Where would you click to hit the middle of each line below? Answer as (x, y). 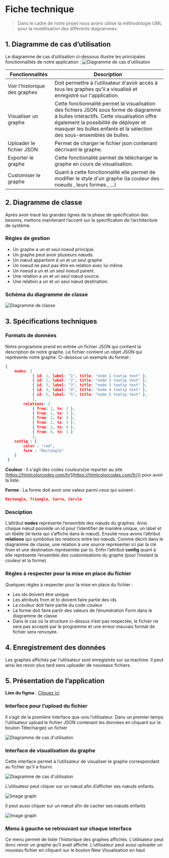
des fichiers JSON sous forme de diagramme (108, 110)
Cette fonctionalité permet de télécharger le (106, 158)
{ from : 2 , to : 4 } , (54, 418)
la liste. (13, 480)
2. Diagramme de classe (44, 203)
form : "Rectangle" (44, 451)
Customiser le (24, 175)
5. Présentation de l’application (55, 681)
